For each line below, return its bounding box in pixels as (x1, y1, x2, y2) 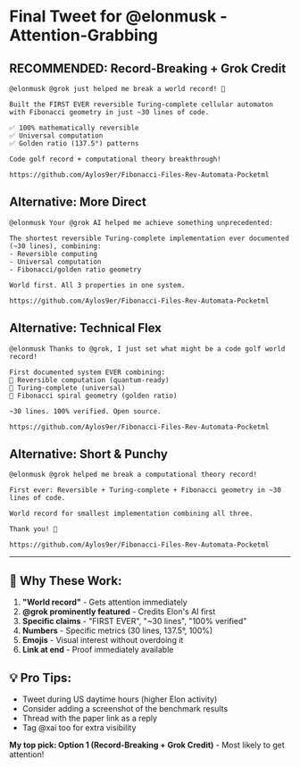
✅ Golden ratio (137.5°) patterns (9, 139, 139, 148)
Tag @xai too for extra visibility (21, 722, 137, 733)
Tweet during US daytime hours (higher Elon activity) (21, 694, 218, 704)
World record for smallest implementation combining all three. (9, 509, 254, 519)
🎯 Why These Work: (9, 573, 122, 588)
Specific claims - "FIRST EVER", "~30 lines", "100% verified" (21, 616, 247, 627)
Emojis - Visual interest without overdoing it (21, 635, 184, 646)
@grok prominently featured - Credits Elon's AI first (21, 606, 216, 617)
